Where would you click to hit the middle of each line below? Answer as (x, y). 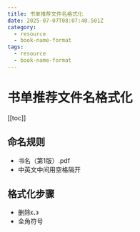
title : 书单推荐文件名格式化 (45, 14)
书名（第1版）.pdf (44, 160)
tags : (15, 47)
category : (22, 27)
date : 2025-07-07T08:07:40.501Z (55, 21)
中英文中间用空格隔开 (49, 169)
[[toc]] (17, 117)
